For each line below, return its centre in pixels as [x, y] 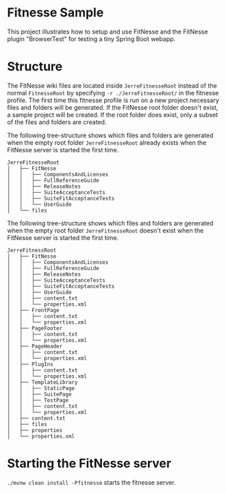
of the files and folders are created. [57, 122]
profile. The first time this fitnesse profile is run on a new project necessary [113, 100]
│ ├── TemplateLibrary [42, 382]
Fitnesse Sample [55, 13]
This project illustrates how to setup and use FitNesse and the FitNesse [108, 32]
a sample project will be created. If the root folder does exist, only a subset [113, 115]
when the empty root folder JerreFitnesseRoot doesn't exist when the [105, 230]
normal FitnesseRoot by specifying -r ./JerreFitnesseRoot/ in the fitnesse [113, 93]
